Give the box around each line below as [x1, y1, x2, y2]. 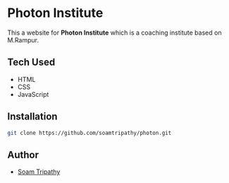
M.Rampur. [7, 35, 39, 44]
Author [7, 148, 39, 160]
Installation [7, 111, 58, 123]
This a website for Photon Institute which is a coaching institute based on [7, 28, 222, 37]
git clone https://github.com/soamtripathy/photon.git [7, 129, 172, 136]
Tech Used [7, 57, 56, 69]
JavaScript [17, 90, 49, 98]
